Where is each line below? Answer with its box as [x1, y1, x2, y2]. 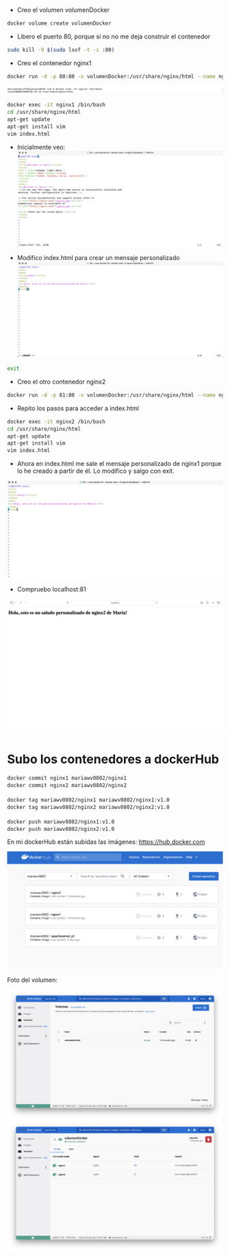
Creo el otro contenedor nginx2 [16, 377, 106, 386]
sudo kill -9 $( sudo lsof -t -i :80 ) [7, 46, 115, 54]
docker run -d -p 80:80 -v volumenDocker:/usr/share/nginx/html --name [7, 73, 216, 80]
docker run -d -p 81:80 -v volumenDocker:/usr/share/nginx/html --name [7, 391, 216, 399]
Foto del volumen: [7, 976, 58, 984]
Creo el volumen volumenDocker [16, 6, 110, 14]
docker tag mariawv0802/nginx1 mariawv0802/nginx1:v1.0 [7, 797, 170, 803]
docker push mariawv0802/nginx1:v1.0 [7, 818, 115, 825]
